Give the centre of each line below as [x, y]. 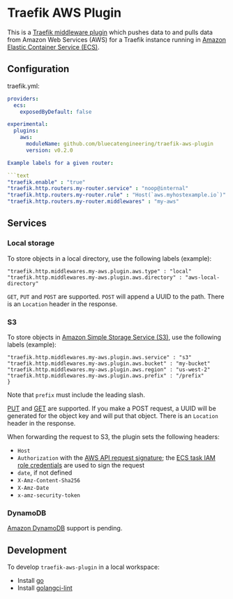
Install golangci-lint [45, 588]
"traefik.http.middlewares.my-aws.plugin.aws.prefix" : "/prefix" [106, 375]
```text [18, 175]
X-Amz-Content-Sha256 [48, 480]
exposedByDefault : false [56, 112]
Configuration [38, 69]
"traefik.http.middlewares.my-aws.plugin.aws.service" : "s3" [99, 357]
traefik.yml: [23, 86]
